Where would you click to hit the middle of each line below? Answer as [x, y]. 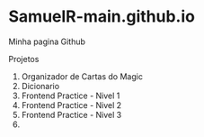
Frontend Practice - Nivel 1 [71, 96]
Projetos [24, 59]
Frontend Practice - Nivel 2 [71, 105]
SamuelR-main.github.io [102, 17]
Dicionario [40, 86]
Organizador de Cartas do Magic [82, 76]
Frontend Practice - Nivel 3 [71, 114]
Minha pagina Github [47, 41]
